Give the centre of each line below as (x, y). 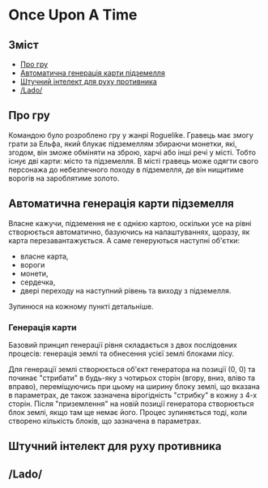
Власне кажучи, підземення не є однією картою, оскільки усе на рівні (130, 223)
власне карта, (44, 256)
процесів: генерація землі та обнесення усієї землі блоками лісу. (121, 353)
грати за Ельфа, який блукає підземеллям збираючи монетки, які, (123, 143)
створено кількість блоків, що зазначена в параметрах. (105, 421)
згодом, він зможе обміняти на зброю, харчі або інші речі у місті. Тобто (132, 152)
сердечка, (38, 282)
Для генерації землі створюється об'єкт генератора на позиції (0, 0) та (132, 369)
